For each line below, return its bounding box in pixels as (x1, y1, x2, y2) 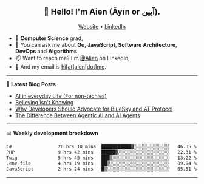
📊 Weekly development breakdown (6, 129, 98, 137)
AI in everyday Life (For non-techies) (15, 92, 107, 100)
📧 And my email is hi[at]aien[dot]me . (15, 63, 107, 70)
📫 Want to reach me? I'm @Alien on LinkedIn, (15, 54, 131, 61)
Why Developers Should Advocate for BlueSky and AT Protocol (15, 105, 173, 112)
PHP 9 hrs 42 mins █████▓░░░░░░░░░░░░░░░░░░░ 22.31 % (6, 149, 197, 155)
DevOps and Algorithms (15, 47, 78, 55)
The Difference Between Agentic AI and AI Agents (15, 111, 141, 119)
